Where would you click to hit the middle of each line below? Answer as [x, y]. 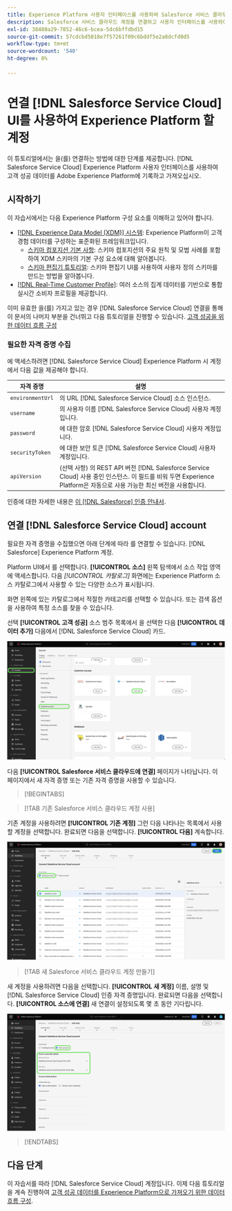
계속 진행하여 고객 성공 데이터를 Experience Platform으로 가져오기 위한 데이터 [119, 1192]
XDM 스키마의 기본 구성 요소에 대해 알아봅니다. [104, 258]
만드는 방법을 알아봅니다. [61, 276]
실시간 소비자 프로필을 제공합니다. [62, 293]
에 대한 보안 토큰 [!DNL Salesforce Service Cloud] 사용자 [138, 448]
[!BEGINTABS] [44, 794]
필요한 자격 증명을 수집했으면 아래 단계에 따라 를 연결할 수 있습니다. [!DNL [106, 543]
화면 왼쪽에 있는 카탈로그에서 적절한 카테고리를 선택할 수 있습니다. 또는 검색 [108, 599]
